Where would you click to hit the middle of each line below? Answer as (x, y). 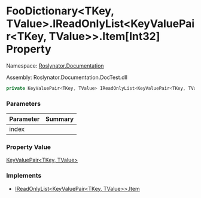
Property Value (29, 147)
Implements (24, 176)
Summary (60, 119)
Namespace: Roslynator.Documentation (55, 66)
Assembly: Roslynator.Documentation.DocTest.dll (67, 77)
